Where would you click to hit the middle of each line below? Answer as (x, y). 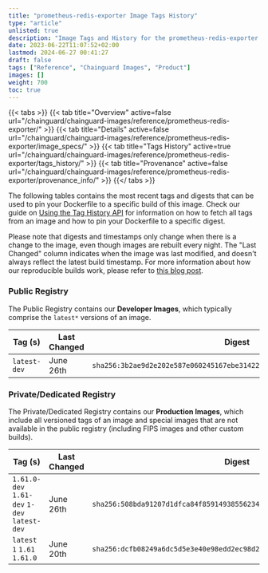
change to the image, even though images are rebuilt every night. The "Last (132, 245)
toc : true (25, 90)
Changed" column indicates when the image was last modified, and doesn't (132, 254)
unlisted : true (33, 30)
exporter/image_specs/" (48, 146)
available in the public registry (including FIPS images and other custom (126, 429)
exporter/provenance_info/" (54, 180)
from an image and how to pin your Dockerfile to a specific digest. (117, 221)
